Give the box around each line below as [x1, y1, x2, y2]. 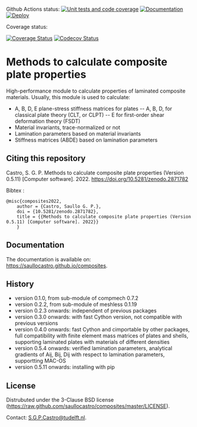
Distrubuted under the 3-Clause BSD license [6, 396, 114, 403]
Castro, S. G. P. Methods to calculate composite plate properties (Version [6, 169, 184, 176]
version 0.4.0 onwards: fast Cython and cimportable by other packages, [14, 326, 190, 333]
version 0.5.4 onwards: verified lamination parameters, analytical [14, 345, 173, 352]
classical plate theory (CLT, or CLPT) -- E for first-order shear [14, 111, 165, 118]
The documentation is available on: [6, 255, 91, 262]
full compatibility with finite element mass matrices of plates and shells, [14, 332, 189, 339]
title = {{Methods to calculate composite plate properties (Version [17, 213, 192, 219]
